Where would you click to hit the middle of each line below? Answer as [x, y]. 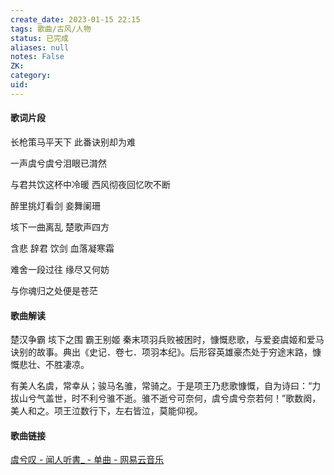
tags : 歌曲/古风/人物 [51, 29]
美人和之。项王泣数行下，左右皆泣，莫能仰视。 [106, 411]
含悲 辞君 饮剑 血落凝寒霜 [62, 248]
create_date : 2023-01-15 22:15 [75, 19]
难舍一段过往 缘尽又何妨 [60, 269]
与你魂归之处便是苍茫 [54, 290]
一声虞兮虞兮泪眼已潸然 [58, 163]
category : [31, 76]
